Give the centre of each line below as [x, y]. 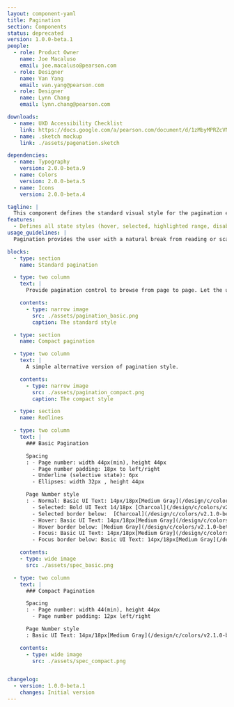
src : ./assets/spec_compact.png [79, 661]
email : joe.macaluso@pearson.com [68, 65]
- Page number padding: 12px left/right [92, 616]
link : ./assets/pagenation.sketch [70, 143]
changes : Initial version [57, 693]
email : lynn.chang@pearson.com [65, 104]
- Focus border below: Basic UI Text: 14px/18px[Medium [115, 540]
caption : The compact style [73, 399]
